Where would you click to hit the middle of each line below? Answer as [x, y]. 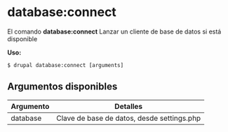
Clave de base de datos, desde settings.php [128, 118]
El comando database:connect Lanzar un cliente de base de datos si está [114, 31]
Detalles [129, 106]
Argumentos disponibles [62, 87]
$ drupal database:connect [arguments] [66, 65]
